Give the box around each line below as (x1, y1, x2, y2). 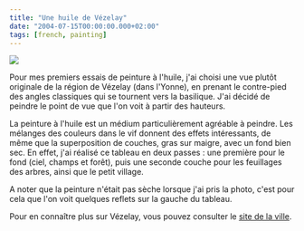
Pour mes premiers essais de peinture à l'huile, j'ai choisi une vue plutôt (9, 72, 278, 82)
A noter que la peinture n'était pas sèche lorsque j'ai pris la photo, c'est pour (9, 184, 295, 195)
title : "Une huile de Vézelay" (9, 13, 128, 23)
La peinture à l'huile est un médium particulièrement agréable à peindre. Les (9, 119, 294, 130)
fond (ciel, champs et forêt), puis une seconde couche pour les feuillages (9, 157, 282, 168)
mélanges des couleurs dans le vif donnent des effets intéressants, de (9, 128, 271, 139)
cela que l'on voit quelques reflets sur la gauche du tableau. (9, 194, 233, 205)
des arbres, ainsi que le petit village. (9, 167, 145, 178)
